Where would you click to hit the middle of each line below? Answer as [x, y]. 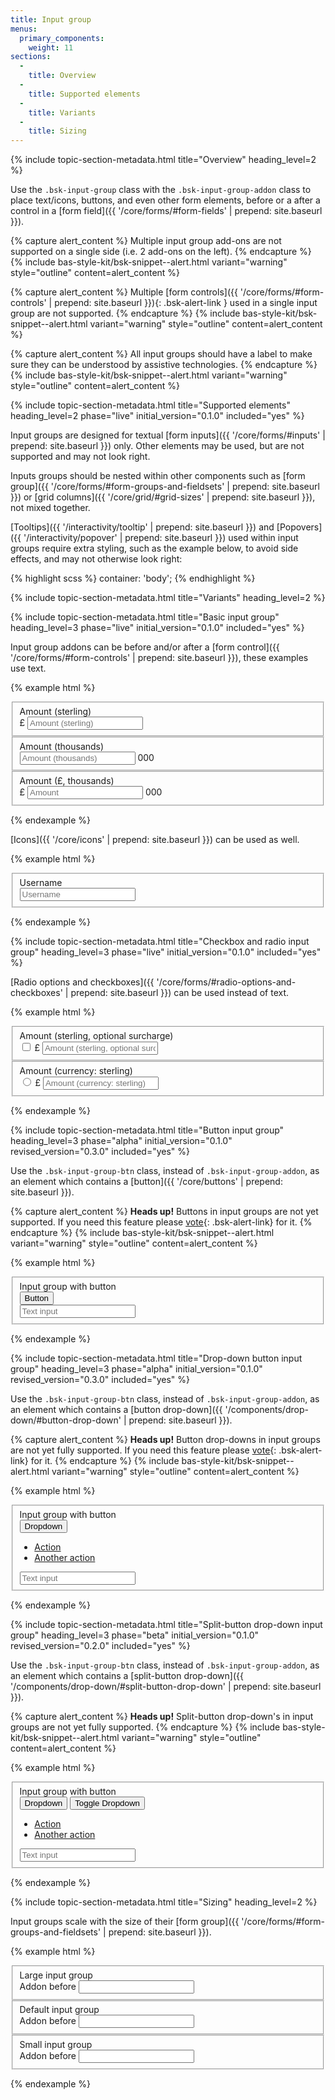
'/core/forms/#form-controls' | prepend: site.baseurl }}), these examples [159, 658]
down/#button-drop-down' [66, 1420]
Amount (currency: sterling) [76, 1071]
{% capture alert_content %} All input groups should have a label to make [161, 354]
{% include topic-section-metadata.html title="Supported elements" [150, 405]
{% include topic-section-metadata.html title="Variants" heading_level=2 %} [168, 598]
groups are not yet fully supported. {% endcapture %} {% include [145, 1727]
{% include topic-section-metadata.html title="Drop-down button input [156, 1358]
